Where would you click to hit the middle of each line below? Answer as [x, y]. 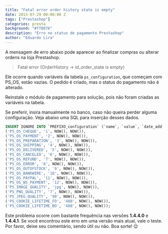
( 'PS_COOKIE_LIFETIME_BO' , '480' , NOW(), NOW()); [58, 206]
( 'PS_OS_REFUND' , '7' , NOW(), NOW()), [45, 159]
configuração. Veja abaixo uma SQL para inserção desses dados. [72, 117]
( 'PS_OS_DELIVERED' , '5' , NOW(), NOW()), [49, 150]
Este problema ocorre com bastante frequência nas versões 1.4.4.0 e [77, 215]
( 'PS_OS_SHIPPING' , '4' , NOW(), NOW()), [48, 145]
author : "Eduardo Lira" [30, 38]
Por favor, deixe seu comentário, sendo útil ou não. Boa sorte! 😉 [72, 226]
